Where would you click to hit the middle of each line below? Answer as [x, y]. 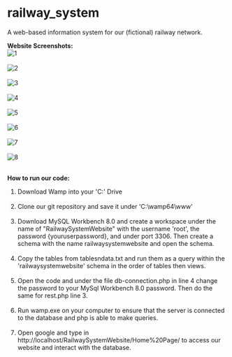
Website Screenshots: [40, 45]
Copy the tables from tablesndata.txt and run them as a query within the [121, 258]
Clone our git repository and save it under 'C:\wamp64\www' [105, 206]
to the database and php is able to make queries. [88, 318]
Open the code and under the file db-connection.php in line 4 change [117, 280]
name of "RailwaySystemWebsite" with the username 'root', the [108, 228]
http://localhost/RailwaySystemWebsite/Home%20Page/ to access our [119, 340]
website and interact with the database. [74, 347]
